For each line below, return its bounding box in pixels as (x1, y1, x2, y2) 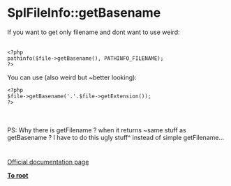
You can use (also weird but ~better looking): (7, 73, 137, 82)
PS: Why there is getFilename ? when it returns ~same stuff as (7, 125, 186, 134)
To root (7, 171, 29, 180)
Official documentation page (7, 158, 89, 166)
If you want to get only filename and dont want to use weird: (7, 28, 180, 36)
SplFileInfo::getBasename (7, 5, 161, 21)
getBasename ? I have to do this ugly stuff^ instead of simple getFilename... (7, 133, 225, 141)
